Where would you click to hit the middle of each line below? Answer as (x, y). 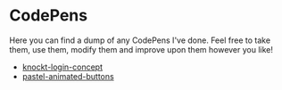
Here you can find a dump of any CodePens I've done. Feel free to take (140, 40)
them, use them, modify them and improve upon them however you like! (141, 49)
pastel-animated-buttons (68, 76)
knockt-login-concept (62, 67)
